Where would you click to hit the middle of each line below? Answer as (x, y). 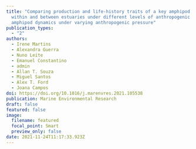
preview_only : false (36, 132)
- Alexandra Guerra (35, 50)
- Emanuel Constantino (39, 60)
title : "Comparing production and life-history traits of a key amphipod (98, 11)
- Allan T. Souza (33, 72)
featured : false (26, 110)
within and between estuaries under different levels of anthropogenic (101, 17)
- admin (21, 66)
